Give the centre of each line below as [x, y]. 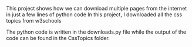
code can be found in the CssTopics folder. [58, 38]
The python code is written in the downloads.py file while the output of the [96, 32]
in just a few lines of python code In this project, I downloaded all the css [94, 15]
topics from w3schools [34, 21]
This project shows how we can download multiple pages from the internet [97, 8]
